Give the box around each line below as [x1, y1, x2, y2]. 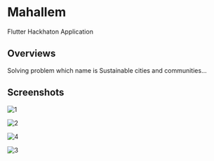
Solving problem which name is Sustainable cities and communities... [7, 66, 207, 74]
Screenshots [7, 87, 65, 99]
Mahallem [7, 4, 67, 20]
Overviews [7, 48, 56, 59]
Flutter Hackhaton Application [7, 27, 93, 36]
